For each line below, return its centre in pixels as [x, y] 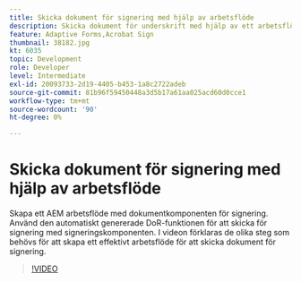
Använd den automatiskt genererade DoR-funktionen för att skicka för [138, 223]
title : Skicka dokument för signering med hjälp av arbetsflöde [132, 17]
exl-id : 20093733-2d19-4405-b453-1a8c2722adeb [98, 84]
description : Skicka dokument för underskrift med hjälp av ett [132, 26]
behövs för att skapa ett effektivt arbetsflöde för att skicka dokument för [142, 242]
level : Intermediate [48, 76]
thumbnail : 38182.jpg [50, 43]
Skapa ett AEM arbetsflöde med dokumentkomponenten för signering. [139, 214]
